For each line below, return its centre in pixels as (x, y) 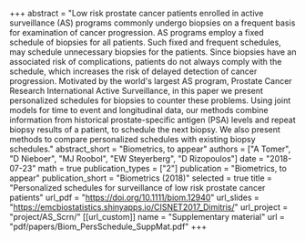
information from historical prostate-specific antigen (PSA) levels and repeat (152, 120)
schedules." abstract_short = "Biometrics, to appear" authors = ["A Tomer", (150, 149)
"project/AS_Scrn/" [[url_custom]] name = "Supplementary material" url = (147, 217)
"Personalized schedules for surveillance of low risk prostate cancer (137, 188)
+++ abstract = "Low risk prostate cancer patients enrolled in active (137, 13)
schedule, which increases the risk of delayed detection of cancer (133, 71)
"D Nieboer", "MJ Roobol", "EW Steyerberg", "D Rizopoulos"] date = (137, 158)
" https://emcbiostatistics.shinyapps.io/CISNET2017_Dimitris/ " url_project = (149, 207)
